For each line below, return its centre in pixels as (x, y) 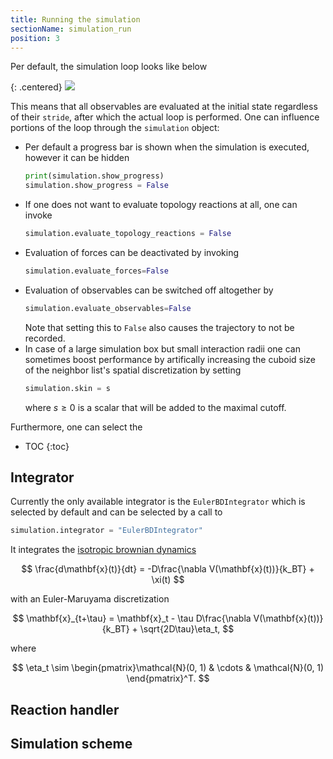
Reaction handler (65, 709)
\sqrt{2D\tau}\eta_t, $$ (187, 629)
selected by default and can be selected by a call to (116, 512)
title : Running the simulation (75, 19)
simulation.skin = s (67, 388)
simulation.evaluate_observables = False (108, 308)
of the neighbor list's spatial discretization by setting (133, 370)
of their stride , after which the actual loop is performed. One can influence (165, 117)
